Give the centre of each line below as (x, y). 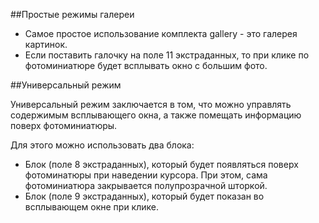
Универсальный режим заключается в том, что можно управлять (151, 104)
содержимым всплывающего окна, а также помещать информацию (156, 115)
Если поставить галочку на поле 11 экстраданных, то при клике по (167, 55)
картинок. (46, 44)
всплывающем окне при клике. (91, 207)
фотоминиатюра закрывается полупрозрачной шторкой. (146, 185)
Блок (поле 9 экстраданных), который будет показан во (144, 196)
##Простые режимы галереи (72, 14)
